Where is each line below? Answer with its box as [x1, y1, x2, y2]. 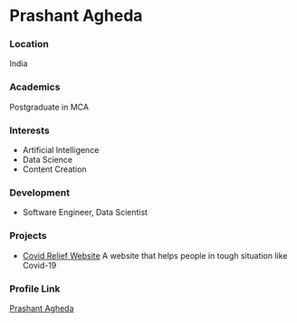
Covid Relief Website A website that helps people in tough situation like [22, 250, 288, 261]
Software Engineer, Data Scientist [22, 207, 148, 218]
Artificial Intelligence [22, 145, 100, 156]
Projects [9, 230, 47, 242]
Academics [9, 81, 61, 93]
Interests [9, 124, 50, 137]
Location [9, 38, 50, 51]
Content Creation [22, 164, 88, 175]
